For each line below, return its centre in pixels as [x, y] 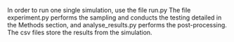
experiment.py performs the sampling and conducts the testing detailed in [115, 17]
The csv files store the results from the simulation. [80, 32]
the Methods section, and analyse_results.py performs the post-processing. [117, 25]
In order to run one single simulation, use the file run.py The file [99, 10]
